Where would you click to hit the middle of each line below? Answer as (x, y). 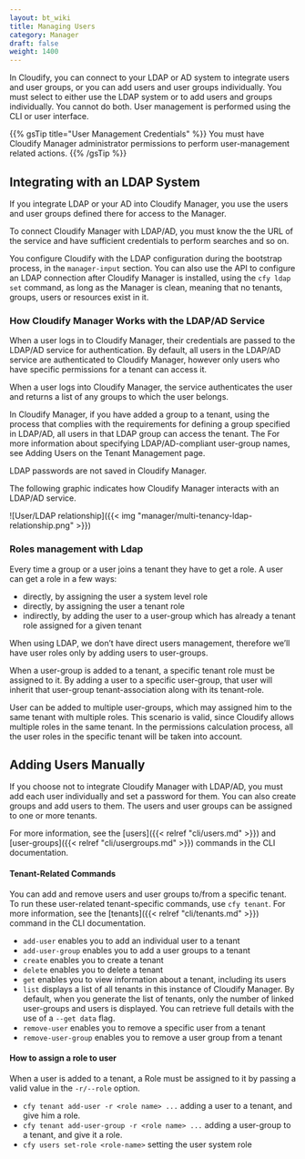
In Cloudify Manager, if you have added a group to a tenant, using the (140, 414)
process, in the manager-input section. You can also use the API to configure (152, 268)
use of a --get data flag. (69, 1018)
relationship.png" (42, 525)
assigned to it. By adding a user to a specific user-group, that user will (141, 680)
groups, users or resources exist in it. (79, 297)
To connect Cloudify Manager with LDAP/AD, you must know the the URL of (152, 231)
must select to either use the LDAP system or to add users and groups (141, 97)
